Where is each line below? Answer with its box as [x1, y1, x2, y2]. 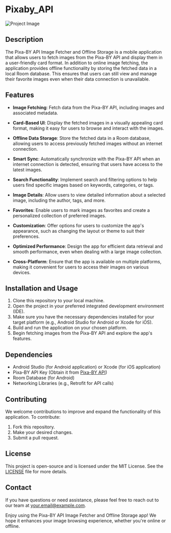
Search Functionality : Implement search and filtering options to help [12, 176, 157, 182]
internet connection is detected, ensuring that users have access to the [12, 161, 163, 167]
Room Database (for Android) [12, 375, 75, 381]
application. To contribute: [5, 414, 61, 420]
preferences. [12, 233, 40, 239]
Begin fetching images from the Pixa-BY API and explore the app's [12, 330, 153, 336]
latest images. [12, 166, 42, 173]
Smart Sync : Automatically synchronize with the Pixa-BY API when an [12, 156, 160, 162]
